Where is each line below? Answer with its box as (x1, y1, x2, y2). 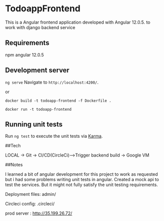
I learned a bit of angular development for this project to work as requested (5, 171, 158, 177)
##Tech (5, 143, 21, 149)
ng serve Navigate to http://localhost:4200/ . (5, 79, 99, 85)
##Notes (5, 162, 23, 168)
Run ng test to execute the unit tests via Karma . (5, 133, 103, 139)
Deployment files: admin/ (5, 191, 56, 197)
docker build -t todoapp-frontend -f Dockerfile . (5, 98, 112, 103)
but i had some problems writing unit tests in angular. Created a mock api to (5, 177, 159, 183)
